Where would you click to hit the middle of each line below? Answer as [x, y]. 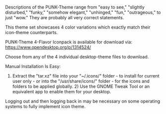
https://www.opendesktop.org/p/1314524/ [48, 47]
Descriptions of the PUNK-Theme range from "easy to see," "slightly [75, 7]
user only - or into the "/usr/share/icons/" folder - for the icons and [81, 81]
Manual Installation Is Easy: [33, 66]
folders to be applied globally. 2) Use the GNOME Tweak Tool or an [81, 86]
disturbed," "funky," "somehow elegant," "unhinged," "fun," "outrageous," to [83, 12]
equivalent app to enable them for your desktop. [62, 92]
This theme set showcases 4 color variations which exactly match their [78, 27]
